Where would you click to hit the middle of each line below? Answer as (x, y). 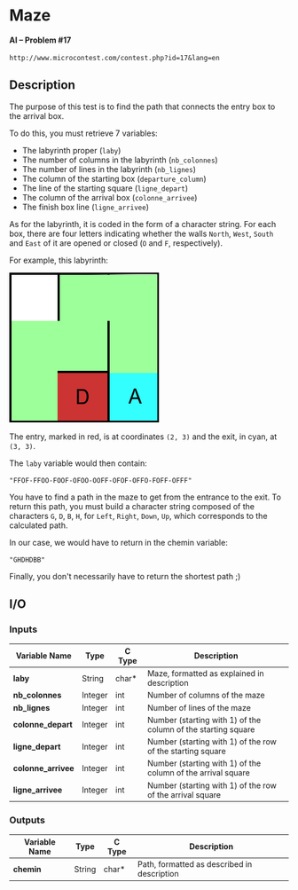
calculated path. (39, 525)
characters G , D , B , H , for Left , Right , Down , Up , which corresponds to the (138, 516)
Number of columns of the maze (207, 695)
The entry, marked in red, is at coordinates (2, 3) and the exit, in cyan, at (143, 437)
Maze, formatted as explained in (206, 673)
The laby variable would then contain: (78, 463)
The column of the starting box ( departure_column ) (114, 178)
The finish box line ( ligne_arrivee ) (85, 207)
